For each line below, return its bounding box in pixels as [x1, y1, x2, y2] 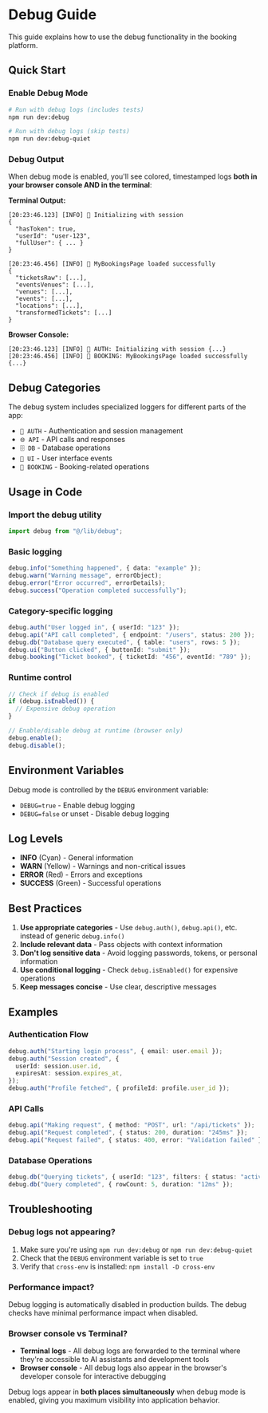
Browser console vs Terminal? [8, 1328, 128, 1339]
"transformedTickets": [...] [15, 309, 112, 317]
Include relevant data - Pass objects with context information [19, 940, 223, 949]
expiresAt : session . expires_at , [15, 1069, 124, 1078]
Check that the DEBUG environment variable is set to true [19, 1253, 204, 1262]
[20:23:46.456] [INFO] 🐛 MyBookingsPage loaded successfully [8, 260, 216, 268]
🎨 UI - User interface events [19, 453, 113, 464]
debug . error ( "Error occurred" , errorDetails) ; [8, 578, 166, 587]
